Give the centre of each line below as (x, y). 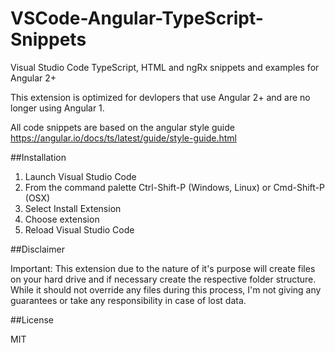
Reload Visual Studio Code (79, 229)
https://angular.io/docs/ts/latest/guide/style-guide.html (123, 138)
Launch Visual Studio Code (80, 176)
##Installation (38, 157)
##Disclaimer (37, 249)
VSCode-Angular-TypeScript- (137, 18)
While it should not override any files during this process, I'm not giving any (166, 289)
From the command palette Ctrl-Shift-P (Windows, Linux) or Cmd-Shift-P (174, 187)
